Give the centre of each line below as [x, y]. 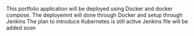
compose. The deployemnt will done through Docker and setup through [94, 15]
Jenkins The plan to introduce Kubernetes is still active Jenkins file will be [97, 21]
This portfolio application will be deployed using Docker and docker [90, 9]
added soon [21, 28]
